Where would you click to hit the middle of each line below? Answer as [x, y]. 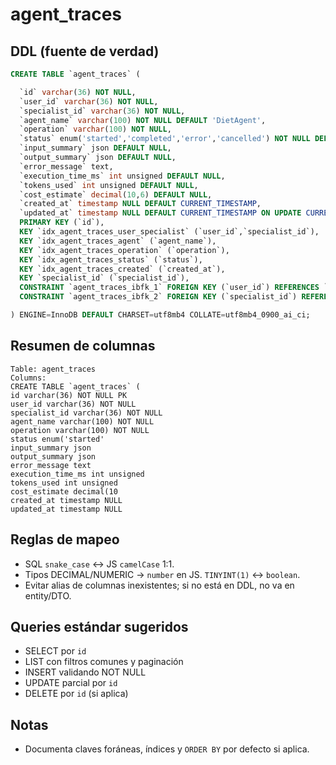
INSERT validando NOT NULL [85, 672]
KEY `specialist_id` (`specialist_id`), [104, 278]
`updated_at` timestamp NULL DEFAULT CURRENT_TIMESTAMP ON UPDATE [160, 213]
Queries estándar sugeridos [99, 626]
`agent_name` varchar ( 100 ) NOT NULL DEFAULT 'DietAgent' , [143, 120]
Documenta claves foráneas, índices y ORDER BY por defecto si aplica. [167, 749]
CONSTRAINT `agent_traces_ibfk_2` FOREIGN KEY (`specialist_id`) [158, 297]
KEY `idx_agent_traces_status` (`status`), [111, 259]
